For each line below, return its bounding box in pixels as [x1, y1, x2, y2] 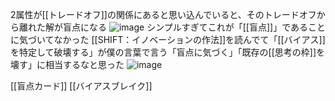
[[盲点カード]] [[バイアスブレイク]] [10, 80, 153, 92]
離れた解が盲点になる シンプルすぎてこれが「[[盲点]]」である [18, 21, 309, 33]
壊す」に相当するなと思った [10, 59, 125, 70]
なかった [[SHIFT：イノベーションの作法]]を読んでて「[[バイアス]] [53, 34, 326, 45]
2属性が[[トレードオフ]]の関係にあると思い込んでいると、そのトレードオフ [10, 9, 317, 20]
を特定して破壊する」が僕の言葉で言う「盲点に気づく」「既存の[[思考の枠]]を [10, 46, 326, 58]
